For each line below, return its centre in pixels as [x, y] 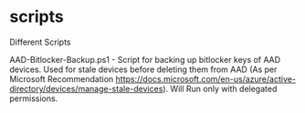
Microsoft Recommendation [62, 78]
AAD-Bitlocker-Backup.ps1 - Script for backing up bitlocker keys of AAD [145, 59]
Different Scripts [40, 42]
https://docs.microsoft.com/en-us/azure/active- [206, 78]
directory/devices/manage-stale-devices [86, 88]
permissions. [34, 98]
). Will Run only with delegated [220, 88]
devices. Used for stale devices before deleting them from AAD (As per [143, 69]
